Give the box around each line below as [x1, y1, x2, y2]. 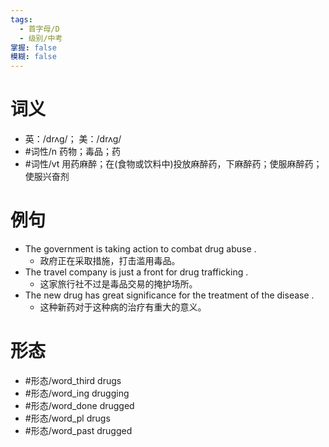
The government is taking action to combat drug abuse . [24, 243, 257, 255]
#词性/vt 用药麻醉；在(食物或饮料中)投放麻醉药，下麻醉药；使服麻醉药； [24, 158, 323, 170]
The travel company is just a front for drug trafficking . [24, 266, 249, 278]
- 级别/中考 [19, 33, 63, 43]
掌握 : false [10, 42, 57, 53]
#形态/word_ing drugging [24, 387, 130, 399]
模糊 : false [10, 52, 57, 62]
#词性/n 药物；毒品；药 [24, 146, 121, 158]
